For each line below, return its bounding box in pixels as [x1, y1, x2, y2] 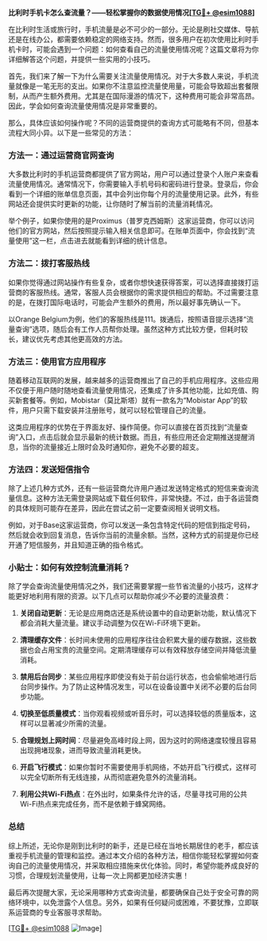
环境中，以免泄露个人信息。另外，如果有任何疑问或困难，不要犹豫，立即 [14, 897, 252, 907]
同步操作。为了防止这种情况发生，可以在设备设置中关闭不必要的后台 [26, 682, 250, 691]
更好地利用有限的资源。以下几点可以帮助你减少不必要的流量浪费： [14, 592, 231, 601]
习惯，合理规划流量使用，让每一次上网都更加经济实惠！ [8, 870, 189, 880]
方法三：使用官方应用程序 [8, 356, 106, 367]
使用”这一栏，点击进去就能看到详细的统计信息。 [14, 236, 172, 246]
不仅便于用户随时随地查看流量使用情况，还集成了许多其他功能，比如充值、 [8, 385, 252, 395]
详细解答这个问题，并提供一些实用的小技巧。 [8, 55, 155, 64]
